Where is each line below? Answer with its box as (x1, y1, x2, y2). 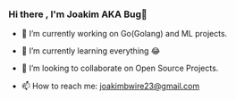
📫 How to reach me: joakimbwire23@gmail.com (21, 80, 200, 92)
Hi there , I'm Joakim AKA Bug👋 (8, 8, 148, 21)
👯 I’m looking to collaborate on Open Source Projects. (21, 62, 219, 74)
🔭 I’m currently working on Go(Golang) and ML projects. (21, 29, 228, 39)
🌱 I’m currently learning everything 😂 (21, 46, 161, 56)
